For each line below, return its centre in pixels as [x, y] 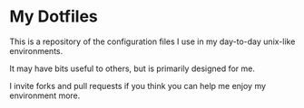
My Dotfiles [54, 17]
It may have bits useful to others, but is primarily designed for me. [132, 68]
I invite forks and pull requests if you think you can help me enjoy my [137, 85]
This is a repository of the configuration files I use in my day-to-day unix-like [152, 41]
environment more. [45, 95]
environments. [36, 50]
